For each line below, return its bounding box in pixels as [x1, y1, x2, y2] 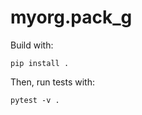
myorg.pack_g [10, 6, 133, 29]
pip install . [10, 58, 70, 68]
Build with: [10, 39, 54, 51]
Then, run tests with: [10, 76, 95, 88]
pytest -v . [10, 95, 60, 105]
